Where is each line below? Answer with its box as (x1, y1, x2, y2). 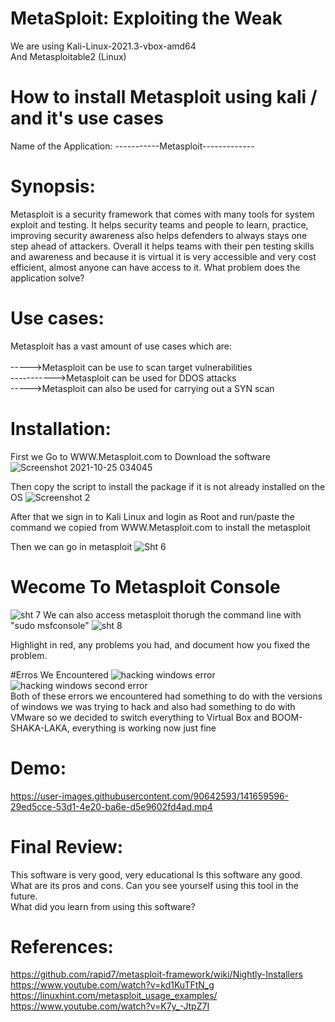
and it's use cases (10, 107, 164, 130)
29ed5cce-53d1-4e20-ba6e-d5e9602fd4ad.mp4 (10, 800, 213, 812)
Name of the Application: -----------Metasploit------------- (10, 140, 255, 152)
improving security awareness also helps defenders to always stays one (10, 229, 308, 241)
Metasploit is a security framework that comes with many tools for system (10, 208, 315, 220)
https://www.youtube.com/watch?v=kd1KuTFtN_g (10, 979, 215, 991)
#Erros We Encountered (10, 668, 109, 681)
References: (10, 935, 114, 958)
